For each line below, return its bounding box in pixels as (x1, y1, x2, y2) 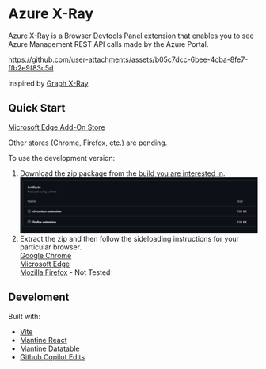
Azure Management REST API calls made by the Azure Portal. (8, 39, 209, 48)
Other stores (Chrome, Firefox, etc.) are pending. (8, 138, 168, 147)
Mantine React (19, 335, 67, 344)
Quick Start (8, 101, 66, 115)
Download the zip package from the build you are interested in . (19, 168, 226, 178)
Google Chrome (19, 250, 72, 260)
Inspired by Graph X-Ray (8, 78, 89, 88)
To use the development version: (8, 153, 116, 162)
